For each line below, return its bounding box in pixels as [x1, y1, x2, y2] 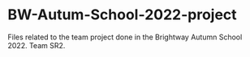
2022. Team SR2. [7, 40, 66, 50]
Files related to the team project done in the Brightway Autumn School [7, 32, 243, 42]
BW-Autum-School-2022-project [7, 6, 237, 24]
